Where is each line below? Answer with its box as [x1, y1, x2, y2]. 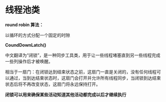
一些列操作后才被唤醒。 [5, 58, 53, 64]
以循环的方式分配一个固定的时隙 [5, 32, 70, 38]
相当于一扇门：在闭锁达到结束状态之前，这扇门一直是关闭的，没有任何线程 [5, 68, 157, 74]
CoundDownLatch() [5, 42, 46, 48]
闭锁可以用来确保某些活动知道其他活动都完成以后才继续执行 [5, 92, 126, 98]
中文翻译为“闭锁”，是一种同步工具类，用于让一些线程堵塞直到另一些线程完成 [5, 52, 161, 58]
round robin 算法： [5, 22, 44, 28]
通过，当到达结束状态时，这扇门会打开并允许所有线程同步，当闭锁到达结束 [9, 75, 161, 81]
